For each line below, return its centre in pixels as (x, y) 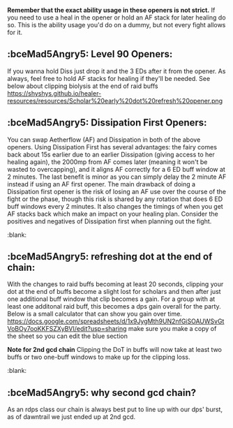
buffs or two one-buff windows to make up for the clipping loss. (99, 357)
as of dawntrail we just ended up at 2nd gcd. (72, 417)
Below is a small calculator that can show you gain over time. (95, 314)
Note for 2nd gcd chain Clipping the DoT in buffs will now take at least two (114, 350)
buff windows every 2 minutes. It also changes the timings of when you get (115, 206)
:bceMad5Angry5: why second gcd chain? (102, 393)
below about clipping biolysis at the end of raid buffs (83, 86)
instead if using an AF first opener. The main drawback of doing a (102, 184)
